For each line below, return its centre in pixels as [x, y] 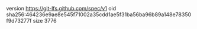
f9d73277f [19, 21]
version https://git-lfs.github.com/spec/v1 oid [61, 8]
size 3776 [45, 21]
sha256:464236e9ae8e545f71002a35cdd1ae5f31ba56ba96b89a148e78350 [99, 14]
